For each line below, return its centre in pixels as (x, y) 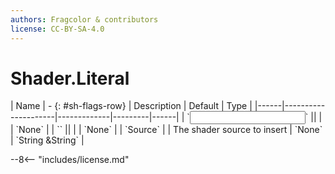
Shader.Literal (70, 78)
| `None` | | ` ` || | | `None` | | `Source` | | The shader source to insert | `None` (166, 130)
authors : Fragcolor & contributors (84, 19)
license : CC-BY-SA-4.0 (57, 29)
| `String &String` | (47, 140)
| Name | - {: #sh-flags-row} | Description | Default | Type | (131, 106)
